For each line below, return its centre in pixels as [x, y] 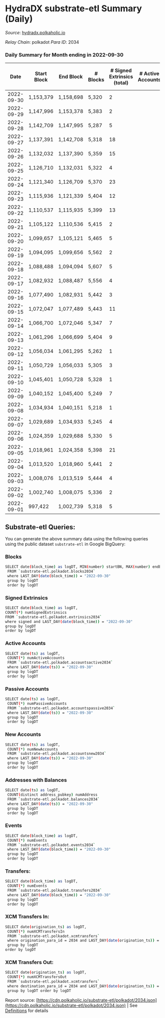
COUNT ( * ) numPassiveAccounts [37, 703]
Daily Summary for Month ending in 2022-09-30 [64, 54]
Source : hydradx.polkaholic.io [35, 32]
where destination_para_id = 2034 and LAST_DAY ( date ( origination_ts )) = [83, 986]
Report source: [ [22, 1000]
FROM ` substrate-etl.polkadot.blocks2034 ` [51, 572]
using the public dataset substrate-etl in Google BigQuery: [65, 544]
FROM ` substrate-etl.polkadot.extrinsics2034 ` [54, 617]
